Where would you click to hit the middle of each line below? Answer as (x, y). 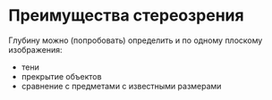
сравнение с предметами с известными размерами (121, 86)
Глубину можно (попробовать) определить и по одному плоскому (136, 40)
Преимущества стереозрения (126, 16)
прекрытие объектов (61, 76)
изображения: (35, 49)
